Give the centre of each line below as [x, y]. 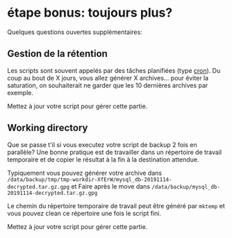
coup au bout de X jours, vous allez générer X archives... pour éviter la [108, 78]
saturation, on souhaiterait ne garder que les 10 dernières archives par [108, 85]
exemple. [20, 92]
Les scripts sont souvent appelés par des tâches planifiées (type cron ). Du [114, 70]
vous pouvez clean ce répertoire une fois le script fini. [84, 213]
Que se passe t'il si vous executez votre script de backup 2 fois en [102, 144]
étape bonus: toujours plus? [90, 13]
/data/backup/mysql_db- [186, 187]
